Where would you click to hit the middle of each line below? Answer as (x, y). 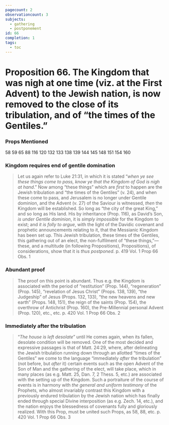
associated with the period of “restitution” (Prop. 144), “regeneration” (89, 286)
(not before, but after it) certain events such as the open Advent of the (90, 364)
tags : (11, 43)
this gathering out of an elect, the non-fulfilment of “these (77, 241)
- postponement (26, 29)
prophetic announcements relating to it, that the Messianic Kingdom (88, 230)
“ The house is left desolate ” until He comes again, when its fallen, (86, 337)
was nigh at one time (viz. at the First (84, 83)
